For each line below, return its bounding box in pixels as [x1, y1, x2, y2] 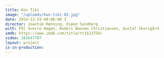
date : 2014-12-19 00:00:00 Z [5, 17, 67, 22]
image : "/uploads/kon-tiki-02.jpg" [5, 12, 80, 17]
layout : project [5, 40, 39, 45]
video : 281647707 [5, 36, 42, 41]
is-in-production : [5, 45, 44, 50]
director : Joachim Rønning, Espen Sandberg [5, 21, 98, 27]
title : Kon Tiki [5, 7, 39, 13]
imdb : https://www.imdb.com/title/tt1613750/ [5, 31, 102, 36]
